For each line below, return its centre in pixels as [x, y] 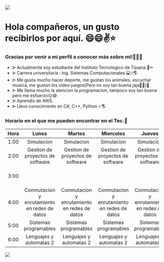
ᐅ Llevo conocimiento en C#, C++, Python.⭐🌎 [59, 106]
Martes [77, 133]
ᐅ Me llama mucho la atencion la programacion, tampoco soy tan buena [84, 90]
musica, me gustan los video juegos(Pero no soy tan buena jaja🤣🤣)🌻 [81, 85]
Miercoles [113, 133]
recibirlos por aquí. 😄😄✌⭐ [61, 38]
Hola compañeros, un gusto [62, 27]
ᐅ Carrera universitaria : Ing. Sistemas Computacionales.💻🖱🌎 [75, 73]
